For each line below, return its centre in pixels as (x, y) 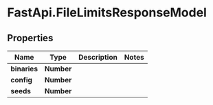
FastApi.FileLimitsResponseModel (107, 13)
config (22, 80)
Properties (30, 38)
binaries (24, 69)
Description (98, 57)
